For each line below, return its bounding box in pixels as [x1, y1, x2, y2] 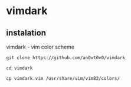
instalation [6, 28, 46, 38]
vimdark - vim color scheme [6, 43, 75, 50]
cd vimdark [6, 65, 33, 71]
